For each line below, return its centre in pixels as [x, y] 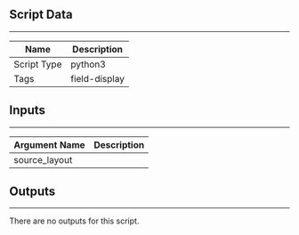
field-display [97, 78]
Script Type [38, 64]
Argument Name [50, 144]
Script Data [41, 15]
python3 [89, 64]
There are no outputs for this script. [74, 221]
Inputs [28, 110]
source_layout [43, 159]
